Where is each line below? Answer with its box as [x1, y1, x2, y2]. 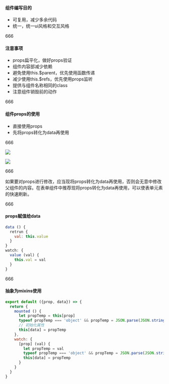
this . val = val [14, 257, 46, 262]
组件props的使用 [5, 111, 40, 117]
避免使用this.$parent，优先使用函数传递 [12, 70, 96, 76]
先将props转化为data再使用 [12, 129, 69, 135]
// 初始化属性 [18, 323, 44, 328]
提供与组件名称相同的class [12, 82, 68, 88]
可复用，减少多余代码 [12, 17, 57, 23]
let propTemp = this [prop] [18, 313, 75, 319]
